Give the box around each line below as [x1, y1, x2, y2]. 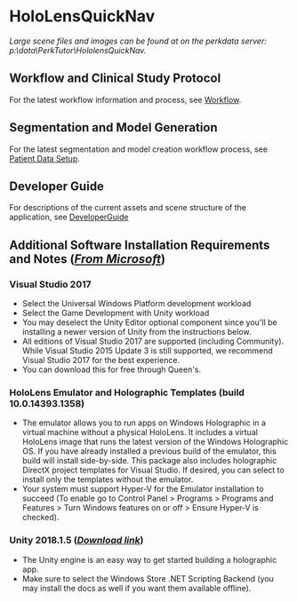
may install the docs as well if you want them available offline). [21, 582, 252, 593]
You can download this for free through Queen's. [21, 364, 202, 375]
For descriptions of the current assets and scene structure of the [9, 202, 247, 213]
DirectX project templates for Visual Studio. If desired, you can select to [21, 464, 285, 476]
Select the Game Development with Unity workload [21, 308, 210, 319]
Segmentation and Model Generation [9, 120, 218, 135]
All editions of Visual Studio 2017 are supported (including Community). [21, 336, 285, 347]
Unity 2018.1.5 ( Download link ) [9, 535, 144, 547]
